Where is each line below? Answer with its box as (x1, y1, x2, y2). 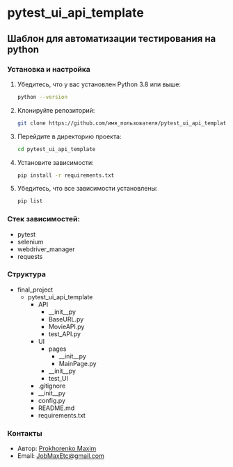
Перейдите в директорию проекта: (17, 132, 122, 141)
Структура (7, 269, 47, 279)
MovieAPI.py (48, 322, 85, 331)
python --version (17, 93, 68, 100)
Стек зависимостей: (7, 214, 80, 224)
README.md (38, 404, 75, 412)
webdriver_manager (17, 245, 75, 253)
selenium (17, 237, 44, 246)
